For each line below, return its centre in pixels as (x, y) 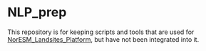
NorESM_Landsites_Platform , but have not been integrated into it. (103, 39)
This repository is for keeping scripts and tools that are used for (101, 32)
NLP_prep (37, 12)
